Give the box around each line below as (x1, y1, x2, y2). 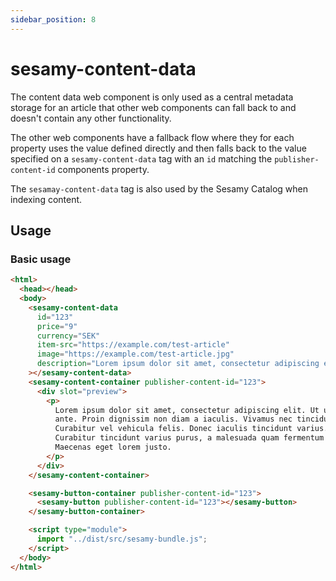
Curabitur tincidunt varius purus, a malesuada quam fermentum (54, 433, 325, 443)
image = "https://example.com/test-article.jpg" (36, 349, 235, 360)
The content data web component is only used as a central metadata (10, 91, 294, 103)
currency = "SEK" (36, 331, 101, 341)
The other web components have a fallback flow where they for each (10, 131, 295, 143)
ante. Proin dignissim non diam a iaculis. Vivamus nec (54, 414, 293, 425)
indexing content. (10, 193, 83, 205)
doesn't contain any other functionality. (10, 112, 172, 124)
